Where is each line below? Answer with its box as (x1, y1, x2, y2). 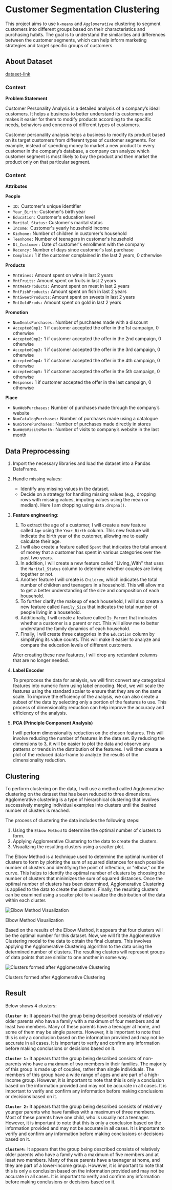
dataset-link (5, 71, 31, 77)
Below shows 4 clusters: (5, 1002, 57, 1009)
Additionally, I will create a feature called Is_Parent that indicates (20, 615, 158, 621)
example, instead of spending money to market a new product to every (5, 143, 155, 149)
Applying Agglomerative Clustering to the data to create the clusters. (12, 838, 158, 844)
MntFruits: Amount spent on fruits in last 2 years (12, 278, 116, 284)
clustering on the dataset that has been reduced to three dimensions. (5, 791, 151, 797)
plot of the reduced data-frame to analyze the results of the (12, 752, 139, 758)
